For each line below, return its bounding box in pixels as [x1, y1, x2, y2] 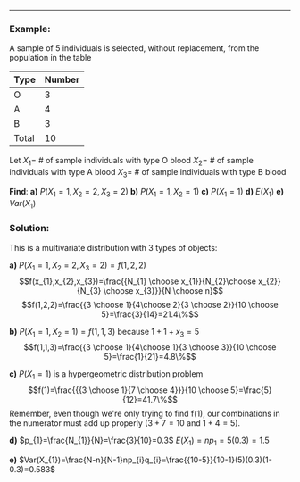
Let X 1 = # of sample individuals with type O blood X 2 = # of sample [9, 155, 254, 168]
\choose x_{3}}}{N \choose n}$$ [103, 285, 223, 295]
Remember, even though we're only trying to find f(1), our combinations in [9, 408, 280, 420]
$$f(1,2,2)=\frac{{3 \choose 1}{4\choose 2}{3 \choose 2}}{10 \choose [21, 299, 279, 310]
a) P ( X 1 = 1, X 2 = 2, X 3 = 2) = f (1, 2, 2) [9, 260, 147, 272]
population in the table [9, 53, 92, 63]
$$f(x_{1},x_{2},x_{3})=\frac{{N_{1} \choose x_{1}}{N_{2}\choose [19, 276, 257, 287]
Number [44, 73, 80, 86]
